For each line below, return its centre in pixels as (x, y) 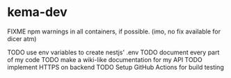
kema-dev (37, 12)
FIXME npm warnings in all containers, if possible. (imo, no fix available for (114, 31)
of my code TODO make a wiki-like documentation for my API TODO (105, 59)
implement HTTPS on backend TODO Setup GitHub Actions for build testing (115, 67)
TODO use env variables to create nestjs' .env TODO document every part (113, 52)
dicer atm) (22, 38)
